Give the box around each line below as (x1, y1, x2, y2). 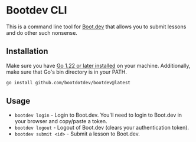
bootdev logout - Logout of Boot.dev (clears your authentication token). (14, 124, 190, 131)
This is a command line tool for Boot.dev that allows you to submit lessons (6, 23, 187, 30)
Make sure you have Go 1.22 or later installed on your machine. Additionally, (6, 62, 191, 69)
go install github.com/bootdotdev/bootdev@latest (6, 80, 131, 85)
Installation (6, 47, 48, 57)
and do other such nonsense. (6, 29, 78, 36)
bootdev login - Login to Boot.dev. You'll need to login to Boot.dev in (14, 111, 182, 118)
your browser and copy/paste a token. (14, 118, 107, 125)
